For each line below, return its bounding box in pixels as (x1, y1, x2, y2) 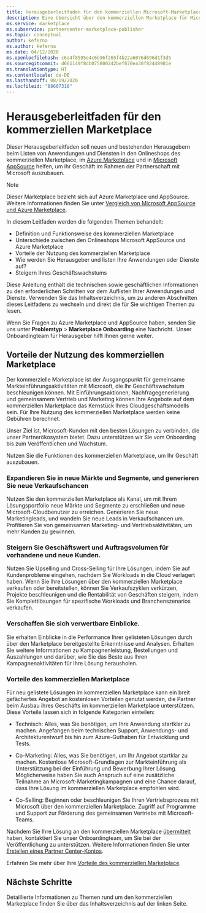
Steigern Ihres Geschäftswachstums (15, 268, 107, 276)
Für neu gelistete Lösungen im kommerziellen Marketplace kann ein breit (6, 689, 190, 696)
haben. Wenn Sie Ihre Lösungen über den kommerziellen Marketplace (6, 578, 183, 586)
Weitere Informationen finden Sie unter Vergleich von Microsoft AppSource (6, 199, 196, 206)
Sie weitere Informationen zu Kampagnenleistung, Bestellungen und (6, 646, 178, 654)
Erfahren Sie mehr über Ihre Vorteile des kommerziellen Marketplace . (6, 859, 181, 866)
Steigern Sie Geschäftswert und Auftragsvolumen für (6, 543, 169, 552)
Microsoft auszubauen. (6, 169, 65, 176)
